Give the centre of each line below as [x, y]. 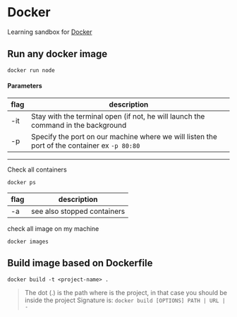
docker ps [22, 182]
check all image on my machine [53, 228]
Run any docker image [57, 54]
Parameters [25, 86]
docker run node [31, 70]
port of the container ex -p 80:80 [86, 145]
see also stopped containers [78, 211]
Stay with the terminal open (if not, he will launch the [118, 116]
